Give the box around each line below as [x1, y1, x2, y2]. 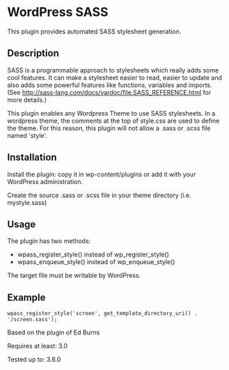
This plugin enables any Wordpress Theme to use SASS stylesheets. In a [7, 109, 216, 117]
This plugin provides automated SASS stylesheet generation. [7, 27, 182, 36]
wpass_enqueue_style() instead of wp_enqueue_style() [17, 258, 175, 266]
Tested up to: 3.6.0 [7, 355, 61, 364]
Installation [7, 151, 57, 164]
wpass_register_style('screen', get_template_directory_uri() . [7, 310, 198, 317]
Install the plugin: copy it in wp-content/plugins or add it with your [7, 170, 196, 178]
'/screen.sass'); [7, 316, 58, 323]
